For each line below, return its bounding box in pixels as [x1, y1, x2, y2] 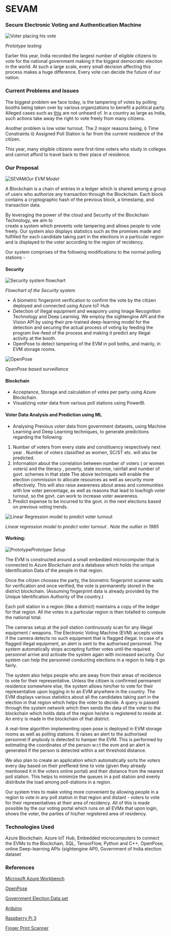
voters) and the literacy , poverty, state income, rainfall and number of [12, 465, 160, 472]
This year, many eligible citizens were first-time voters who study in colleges [5, 146, 166, 152]
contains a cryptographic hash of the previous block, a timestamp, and [5, 196, 154, 203]
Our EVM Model [26, 176, 60, 182]
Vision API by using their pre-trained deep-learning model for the [12, 319, 150, 325]
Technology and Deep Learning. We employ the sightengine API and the [12, 314, 164, 320]
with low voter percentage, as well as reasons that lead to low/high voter [12, 487, 166, 494]
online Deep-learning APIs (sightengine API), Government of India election [5, 846, 162, 852]
